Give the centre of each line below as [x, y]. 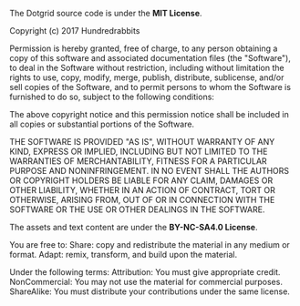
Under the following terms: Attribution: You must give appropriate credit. [145, 272]
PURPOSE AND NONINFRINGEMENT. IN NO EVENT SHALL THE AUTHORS [150, 171]
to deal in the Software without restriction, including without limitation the [147, 68]
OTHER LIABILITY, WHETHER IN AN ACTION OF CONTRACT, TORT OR [142, 190]
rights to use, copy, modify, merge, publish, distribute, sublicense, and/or [147, 77]
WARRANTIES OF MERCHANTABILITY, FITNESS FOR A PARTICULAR [138, 161]
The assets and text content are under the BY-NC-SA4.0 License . [134, 227]
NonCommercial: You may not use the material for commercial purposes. [146, 282]
